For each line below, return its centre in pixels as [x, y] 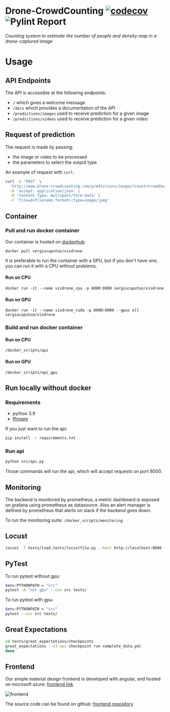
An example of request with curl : [40, 172]
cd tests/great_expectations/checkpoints [50, 641]
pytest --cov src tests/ [31, 614]
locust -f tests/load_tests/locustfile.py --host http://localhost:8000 [83, 548]
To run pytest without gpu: [33, 576]
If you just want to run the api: [36, 429]
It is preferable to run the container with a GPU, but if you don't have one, [82, 260]
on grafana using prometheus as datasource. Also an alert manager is [78, 505]
